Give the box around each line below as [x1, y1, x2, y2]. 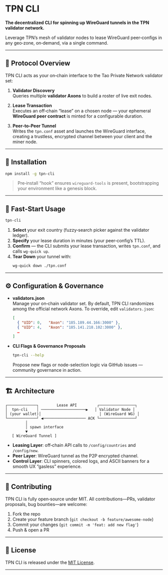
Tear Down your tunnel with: [12, 254, 71, 260]
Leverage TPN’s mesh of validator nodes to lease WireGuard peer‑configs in [5, 35, 162, 41]
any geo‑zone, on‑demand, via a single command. [5, 40, 108, 46]
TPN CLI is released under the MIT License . [5, 559, 95, 565]
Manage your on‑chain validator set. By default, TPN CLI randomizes [12, 300, 154, 306]
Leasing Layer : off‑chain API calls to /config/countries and [12, 442, 136, 448]
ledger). [12, 232, 29, 238]
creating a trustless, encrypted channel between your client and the [12, 133, 152, 139]
